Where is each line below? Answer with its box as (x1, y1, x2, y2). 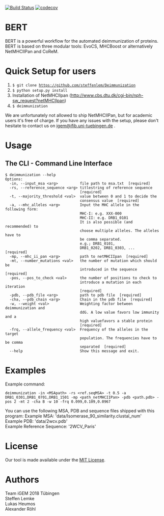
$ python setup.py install (12, 88, 68, 93)
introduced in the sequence (80, 267, 137, 272)
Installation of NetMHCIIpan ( (12, 92, 71, 98)
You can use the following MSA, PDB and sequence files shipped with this (5, 407, 155, 413)
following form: (5, 207, 38, 212)
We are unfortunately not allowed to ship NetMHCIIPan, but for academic (5, 112, 153, 118)
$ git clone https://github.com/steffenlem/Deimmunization (12, 82, 136, 88)
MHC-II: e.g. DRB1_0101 (80, 215, 129, 220)
